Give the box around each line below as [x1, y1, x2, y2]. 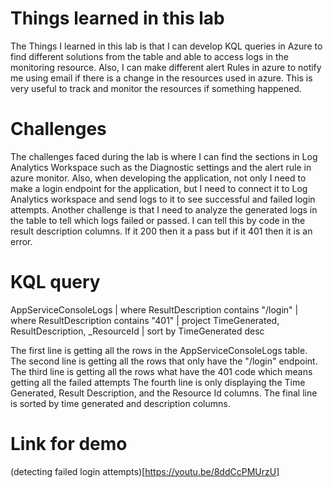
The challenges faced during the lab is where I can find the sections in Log [10, 150, 318, 162]
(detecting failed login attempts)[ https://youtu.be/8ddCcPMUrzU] [10, 465, 280, 477]
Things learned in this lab [10, 7, 225, 30]
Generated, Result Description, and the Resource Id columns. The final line [10, 387, 318, 399]
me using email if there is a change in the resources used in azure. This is [10, 72, 313, 84]
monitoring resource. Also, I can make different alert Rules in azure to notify [10, 61, 322, 73]
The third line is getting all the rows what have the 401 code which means [10, 365, 313, 377]
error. [10, 235, 33, 247]
